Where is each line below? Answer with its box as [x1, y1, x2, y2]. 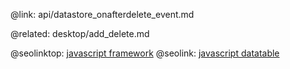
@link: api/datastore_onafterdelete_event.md [10, 9, 195, 20]
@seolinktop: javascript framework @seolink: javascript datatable [10, 47, 280, 59]
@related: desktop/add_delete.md [10, 28, 150, 39]
